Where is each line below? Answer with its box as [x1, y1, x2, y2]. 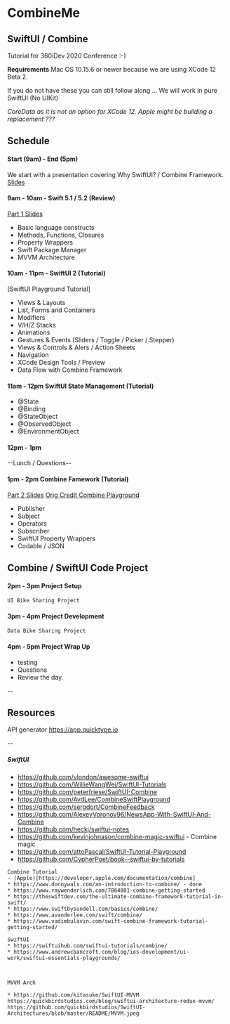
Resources [7, 707, 55, 718]
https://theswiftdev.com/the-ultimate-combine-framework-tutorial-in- [13, 893, 224, 900]
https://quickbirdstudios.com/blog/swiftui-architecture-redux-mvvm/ [7, 998, 215, 1005]
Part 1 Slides [7, 209, 43, 218]
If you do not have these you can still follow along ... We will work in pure [7, 86, 217, 94]
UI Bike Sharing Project [7, 597, 80, 604]
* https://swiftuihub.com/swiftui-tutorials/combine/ [7, 942, 168, 950]
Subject [17, 512, 40, 520]
